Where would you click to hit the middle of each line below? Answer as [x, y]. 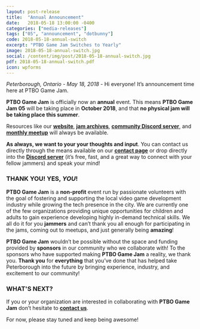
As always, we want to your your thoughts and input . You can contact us [97, 144]
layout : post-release [33, 12]
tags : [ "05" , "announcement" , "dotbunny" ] [60, 34]
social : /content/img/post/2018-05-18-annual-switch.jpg [79, 56]
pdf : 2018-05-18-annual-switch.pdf [50, 62]
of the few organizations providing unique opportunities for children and [95, 211]
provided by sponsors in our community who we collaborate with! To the [96, 248]
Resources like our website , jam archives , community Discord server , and [99, 127]
